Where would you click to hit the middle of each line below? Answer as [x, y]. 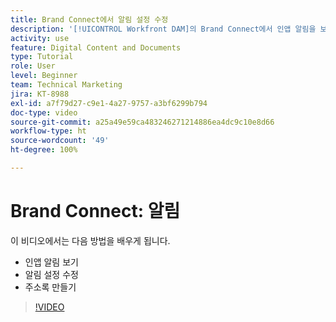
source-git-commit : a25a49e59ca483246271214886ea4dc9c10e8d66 [142, 122]
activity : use [40, 38]
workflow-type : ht [48, 131]
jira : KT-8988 [40, 94]
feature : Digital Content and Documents [96, 47]
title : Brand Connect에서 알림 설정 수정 [89, 19]
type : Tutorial [42, 57]
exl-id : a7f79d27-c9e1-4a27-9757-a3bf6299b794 [109, 103]
